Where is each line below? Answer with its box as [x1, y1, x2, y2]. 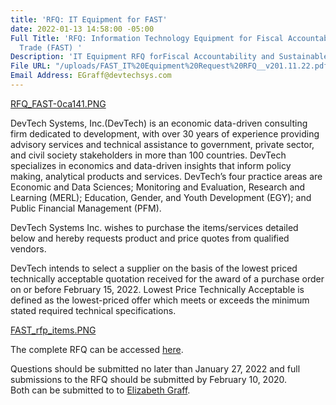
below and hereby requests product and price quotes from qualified [10, 232, 290, 244]
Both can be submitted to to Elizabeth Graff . [10, 384, 191, 396]
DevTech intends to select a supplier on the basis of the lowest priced [10, 262, 298, 274]
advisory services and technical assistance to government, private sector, [10, 138, 315, 150]
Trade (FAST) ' [19, 42, 83, 53]
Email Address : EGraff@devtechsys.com [10, 71, 172, 81]
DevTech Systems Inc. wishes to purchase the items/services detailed [10, 221, 299, 233]
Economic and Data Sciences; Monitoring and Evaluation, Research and [10, 181, 306, 193]
